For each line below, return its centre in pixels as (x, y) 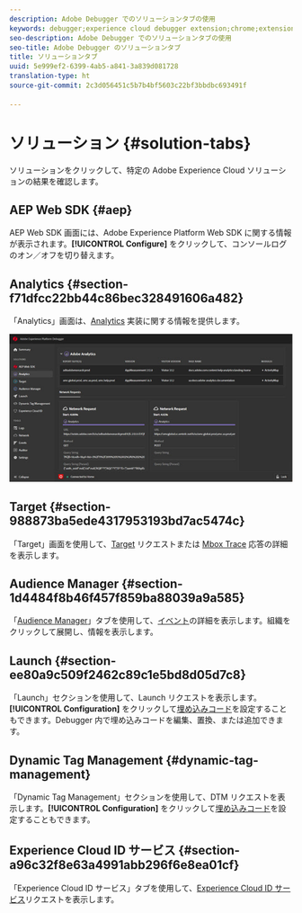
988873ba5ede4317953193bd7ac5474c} (127, 521)
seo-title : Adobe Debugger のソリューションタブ (95, 48)
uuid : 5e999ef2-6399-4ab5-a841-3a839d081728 (94, 67)
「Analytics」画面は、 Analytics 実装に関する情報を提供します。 (127, 321)
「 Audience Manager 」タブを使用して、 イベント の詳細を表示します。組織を (150, 621)
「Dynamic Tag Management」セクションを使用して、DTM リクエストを (143, 797)
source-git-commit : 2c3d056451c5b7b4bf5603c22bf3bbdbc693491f (128, 85)
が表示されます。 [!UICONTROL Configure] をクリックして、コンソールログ (148, 244)
